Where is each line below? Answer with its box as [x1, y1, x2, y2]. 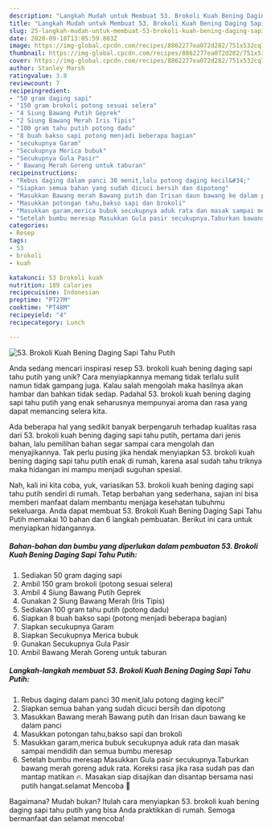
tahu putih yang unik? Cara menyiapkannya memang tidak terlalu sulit [9, 371, 240, 381]
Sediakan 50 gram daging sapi [20, 570, 122, 580]
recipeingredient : [9, 86, 71, 95]
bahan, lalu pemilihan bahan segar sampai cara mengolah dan [9, 438, 215, 448]
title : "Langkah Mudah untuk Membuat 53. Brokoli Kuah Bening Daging [9, 19, 248, 27]
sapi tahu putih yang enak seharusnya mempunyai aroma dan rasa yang [9, 397, 248, 407]
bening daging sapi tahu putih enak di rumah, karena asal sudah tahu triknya [9, 456, 262, 466]
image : [9, 42, 31, 50]
